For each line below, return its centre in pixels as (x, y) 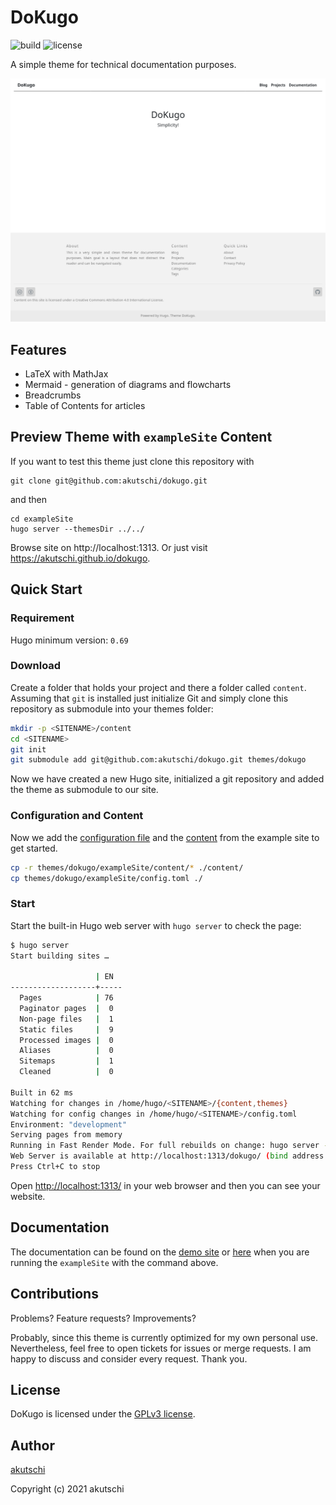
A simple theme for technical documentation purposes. (123, 64)
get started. (34, 848)
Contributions (54, 1294)
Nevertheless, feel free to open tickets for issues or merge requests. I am (161, 1348)
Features (38, 349)
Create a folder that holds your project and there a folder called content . (158, 687)
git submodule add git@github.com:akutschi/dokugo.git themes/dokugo (158, 760)
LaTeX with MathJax (66, 374)
